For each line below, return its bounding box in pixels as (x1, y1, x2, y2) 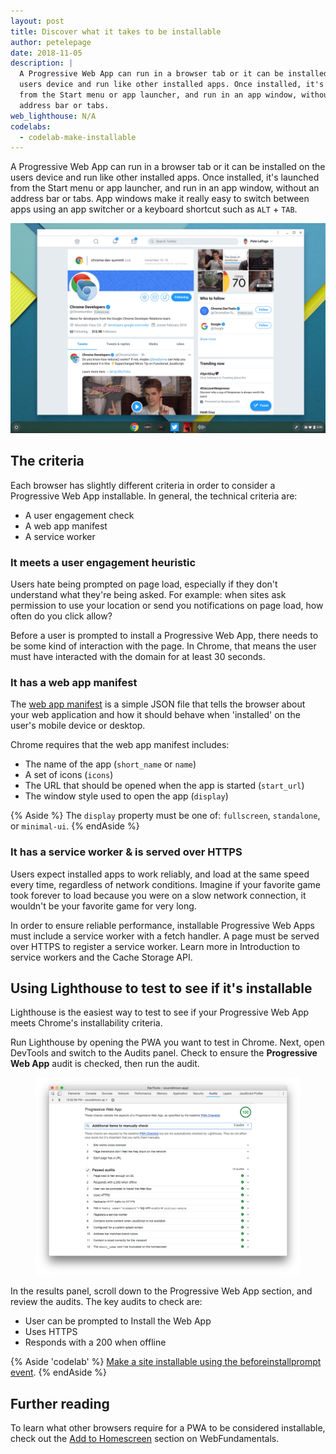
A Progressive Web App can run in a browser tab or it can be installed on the (10, 161, 326, 173)
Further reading (10, 1395, 110, 1412)
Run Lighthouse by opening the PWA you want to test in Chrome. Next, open (10, 1036, 325, 1049)
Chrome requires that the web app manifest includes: (10, 739, 230, 751)
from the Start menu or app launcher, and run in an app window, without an (10, 182, 320, 194)
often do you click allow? (10, 610, 113, 622)
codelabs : (10, 121, 52, 132)
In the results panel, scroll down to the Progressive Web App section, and (10, 1285, 313, 1297)
